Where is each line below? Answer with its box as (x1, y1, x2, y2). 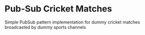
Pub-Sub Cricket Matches (4, 3, 112, 14)
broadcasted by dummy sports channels (4, 24, 86, 30)
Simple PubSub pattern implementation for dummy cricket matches (4, 19, 140, 25)
